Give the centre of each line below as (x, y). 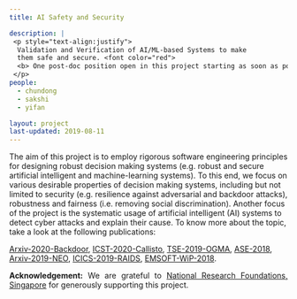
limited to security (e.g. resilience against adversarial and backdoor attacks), (148, 195)
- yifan (31, 107)
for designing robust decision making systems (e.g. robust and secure (137, 166)
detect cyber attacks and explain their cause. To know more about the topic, (148, 223)
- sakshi (33, 99)
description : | (37, 33)
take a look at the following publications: (83, 232)
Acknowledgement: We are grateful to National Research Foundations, (148, 276)
